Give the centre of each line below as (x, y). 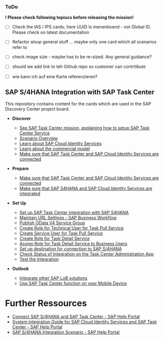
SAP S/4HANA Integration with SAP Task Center (80, 92)
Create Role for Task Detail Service (55, 238)
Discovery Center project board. (37, 109)
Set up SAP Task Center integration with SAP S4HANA (74, 212)
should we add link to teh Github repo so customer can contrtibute (79, 66)
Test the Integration (39, 259)
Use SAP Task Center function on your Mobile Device (73, 283)
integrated (30, 193)
